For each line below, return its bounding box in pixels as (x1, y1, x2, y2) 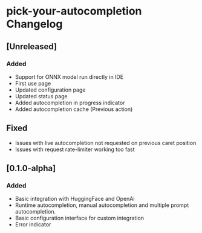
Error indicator (15, 221, 51, 228)
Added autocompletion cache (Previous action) (15, 105, 133, 113)
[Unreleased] (6, 41, 57, 52)
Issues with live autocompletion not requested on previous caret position (15, 139, 197, 146)
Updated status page (15, 92, 68, 100)
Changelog (6, 17, 63, 31)
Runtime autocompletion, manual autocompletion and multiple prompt (15, 201, 189, 209)
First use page (15, 79, 51, 87)
